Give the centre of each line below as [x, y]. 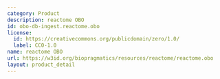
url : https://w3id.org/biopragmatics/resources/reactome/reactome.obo [110, 58]
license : [20, 33]
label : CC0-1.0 [35, 45]
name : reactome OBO [35, 52]
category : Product [33, 13]
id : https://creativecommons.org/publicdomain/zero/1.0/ [97, 39]
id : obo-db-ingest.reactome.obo [53, 26]
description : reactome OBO [46, 20]
